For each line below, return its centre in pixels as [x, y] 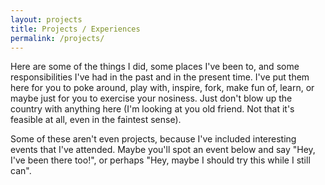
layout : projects [46, 19]
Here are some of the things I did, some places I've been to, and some [155, 67]
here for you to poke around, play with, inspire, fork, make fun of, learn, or [162, 88]
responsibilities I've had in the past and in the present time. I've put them [160, 77]
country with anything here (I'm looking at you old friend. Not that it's [152, 109]
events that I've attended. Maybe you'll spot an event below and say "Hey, [163, 150]
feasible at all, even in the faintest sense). [96, 120]
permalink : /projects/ [57, 38]
